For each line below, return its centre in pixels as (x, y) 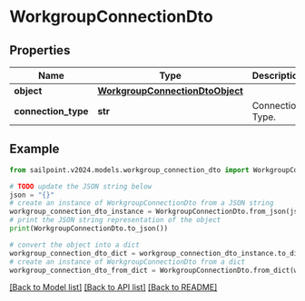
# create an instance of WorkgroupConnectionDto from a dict (128, 262)
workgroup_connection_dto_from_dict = (83, 270)
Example (34, 149)
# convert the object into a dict (75, 245)
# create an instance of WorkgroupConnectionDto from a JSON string (142, 203)
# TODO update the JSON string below (81, 186)
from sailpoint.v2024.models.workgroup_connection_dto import (129, 170)
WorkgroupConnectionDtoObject (170, 91)
